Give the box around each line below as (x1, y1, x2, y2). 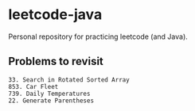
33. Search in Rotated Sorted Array (8, 75, 130, 84)
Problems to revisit (8, 55, 103, 68)
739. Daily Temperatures (8, 90, 91, 98)
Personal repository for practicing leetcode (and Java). (8, 32, 189, 41)
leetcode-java (8, 6, 103, 24)
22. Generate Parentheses (8, 97, 94, 105)
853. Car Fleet (8, 82, 59, 90)
